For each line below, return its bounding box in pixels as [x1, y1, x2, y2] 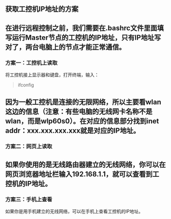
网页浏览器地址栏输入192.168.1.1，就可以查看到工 [5, 170, 159, 178]
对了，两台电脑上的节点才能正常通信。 [5, 43, 126, 51]
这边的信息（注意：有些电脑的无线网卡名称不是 [5, 107, 153, 116]
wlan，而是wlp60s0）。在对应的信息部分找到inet [5, 117, 159, 126]
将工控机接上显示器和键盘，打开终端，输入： [5, 72, 99, 78]
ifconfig [17, 82, 34, 88]
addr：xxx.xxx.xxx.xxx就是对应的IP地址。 [5, 127, 140, 135]
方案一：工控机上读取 [5, 59, 58, 66]
